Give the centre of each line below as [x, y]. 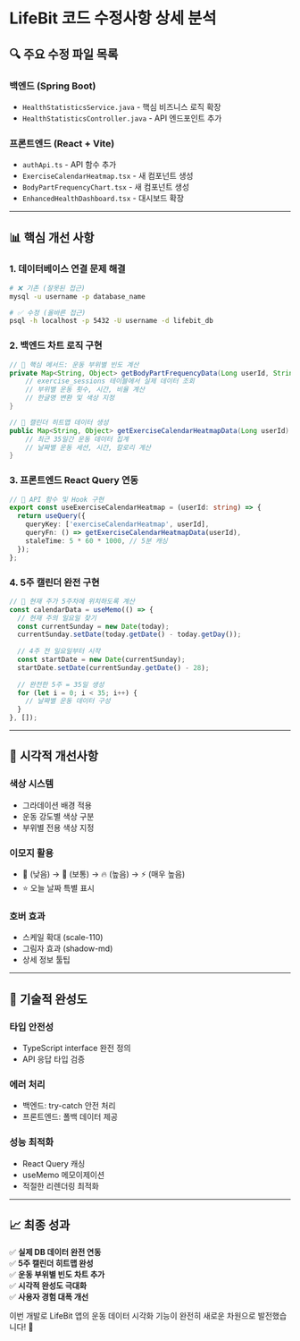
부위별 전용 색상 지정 [58, 828]
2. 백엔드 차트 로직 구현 [56, 345]
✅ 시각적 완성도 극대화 [48, 1286]
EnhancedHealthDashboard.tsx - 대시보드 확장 [103, 199]
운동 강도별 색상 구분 [58, 816]
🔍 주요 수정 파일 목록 [64, 54]
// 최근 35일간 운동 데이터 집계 [77, 439]
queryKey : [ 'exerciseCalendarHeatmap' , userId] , [117, 524]
